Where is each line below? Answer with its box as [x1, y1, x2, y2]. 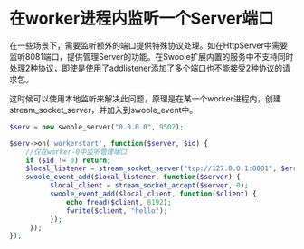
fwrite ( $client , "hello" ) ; [66, 206, 168, 215]
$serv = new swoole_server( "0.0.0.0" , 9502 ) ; [9, 122, 184, 131]
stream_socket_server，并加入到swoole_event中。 [9, 104, 197, 115]
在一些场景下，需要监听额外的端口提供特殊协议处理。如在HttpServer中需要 [9, 40, 289, 51]
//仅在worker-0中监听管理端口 [25, 147, 128, 157]
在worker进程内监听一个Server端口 [9, 8, 274, 29]
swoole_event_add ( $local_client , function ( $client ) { [49, 189, 257, 199]
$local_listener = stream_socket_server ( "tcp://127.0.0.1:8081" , [25, 164, 278, 173]
